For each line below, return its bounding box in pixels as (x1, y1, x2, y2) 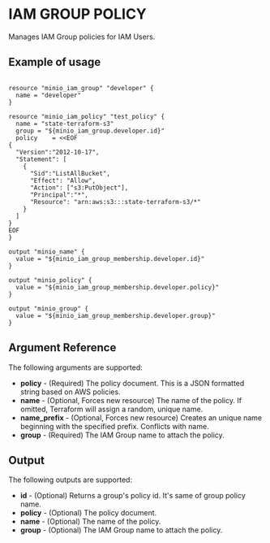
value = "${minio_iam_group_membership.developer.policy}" (15, 283, 220, 291)
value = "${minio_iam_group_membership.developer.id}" (15, 254, 205, 263)
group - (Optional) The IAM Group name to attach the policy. (19, 525, 223, 535)
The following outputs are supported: (8, 475, 132, 484)
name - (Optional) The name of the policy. (19, 517, 161, 527)
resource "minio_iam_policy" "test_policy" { (8, 112, 165, 120)
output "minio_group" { (8, 304, 89, 313)
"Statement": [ (15, 155, 67, 163)
